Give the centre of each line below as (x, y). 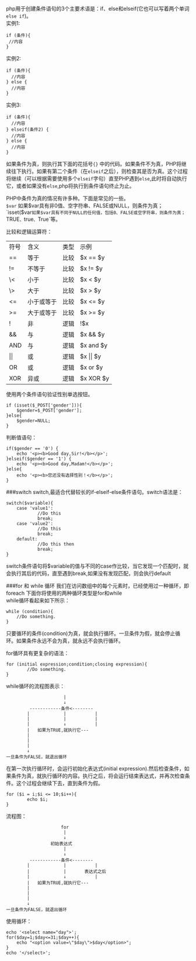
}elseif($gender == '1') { (39, 459)
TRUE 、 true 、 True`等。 (34, 219)
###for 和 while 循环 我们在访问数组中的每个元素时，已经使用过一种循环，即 (98, 586)
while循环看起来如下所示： (38, 600)
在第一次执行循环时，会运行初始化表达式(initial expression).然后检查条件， (95, 769)
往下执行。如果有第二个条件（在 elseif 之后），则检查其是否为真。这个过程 (99, 171)
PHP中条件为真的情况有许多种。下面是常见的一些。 (68, 198)
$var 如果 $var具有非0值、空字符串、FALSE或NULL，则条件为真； (85, 206)
